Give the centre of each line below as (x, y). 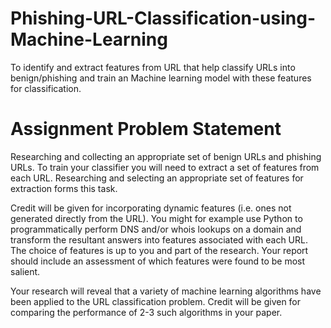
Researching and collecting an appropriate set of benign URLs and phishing (166, 156)
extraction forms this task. (64, 188)
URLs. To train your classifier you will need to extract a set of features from (165, 167)
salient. (25, 271)
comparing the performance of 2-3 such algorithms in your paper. (146, 312)
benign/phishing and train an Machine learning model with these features (161, 78)
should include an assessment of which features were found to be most (158, 261)
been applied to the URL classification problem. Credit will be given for (156, 301)
